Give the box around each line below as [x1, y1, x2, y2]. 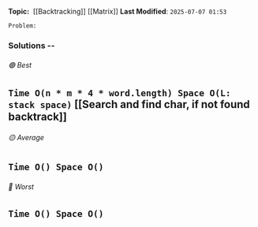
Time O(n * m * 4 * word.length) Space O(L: [8, 87, 231, 99]
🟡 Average [8, 132, 45, 142]
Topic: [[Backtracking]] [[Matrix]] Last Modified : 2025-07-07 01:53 [8, 7, 227, 16]
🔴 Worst [8, 181, 34, 192]
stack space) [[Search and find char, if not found [8, 98, 250, 111]
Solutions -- [8, 39, 55, 50]
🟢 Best [8, 60, 32, 69]
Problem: [8, 22, 37, 30]
